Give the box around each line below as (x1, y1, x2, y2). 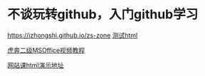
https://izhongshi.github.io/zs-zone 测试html (7, 31, 138, 39)
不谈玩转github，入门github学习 (7, 6, 199, 23)
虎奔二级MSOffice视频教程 (7, 46, 85, 54)
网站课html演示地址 (7, 61, 64, 69)
